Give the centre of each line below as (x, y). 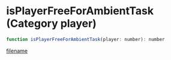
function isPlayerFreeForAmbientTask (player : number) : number (85, 39)
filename (17, 50)
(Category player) (52, 23)
